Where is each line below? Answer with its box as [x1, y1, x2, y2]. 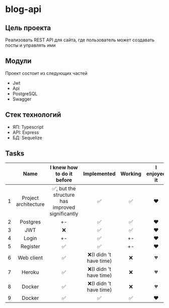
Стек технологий [5, 111, 61, 119]
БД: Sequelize [12, 134, 42, 140]
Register [20, 243, 40, 250]
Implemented [83, 170, 116, 177]
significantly [49, 210, 79, 217]
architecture [16, 201, 45, 208]
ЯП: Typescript [12, 124, 44, 130]
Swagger [12, 96, 32, 102]
